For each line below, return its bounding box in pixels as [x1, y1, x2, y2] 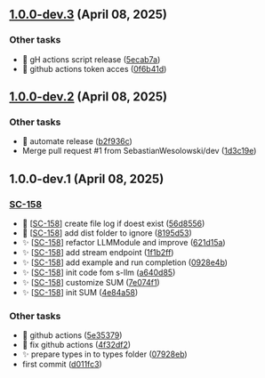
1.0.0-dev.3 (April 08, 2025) [9, 7, 167, 22]
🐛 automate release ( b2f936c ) [21, 136, 133, 147]
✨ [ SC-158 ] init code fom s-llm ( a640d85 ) [21, 267, 176, 278]
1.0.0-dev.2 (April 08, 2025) [9, 89, 167, 105]
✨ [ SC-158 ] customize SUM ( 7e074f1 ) [21, 277, 160, 288]
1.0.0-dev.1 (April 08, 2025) [9, 171, 165, 186]
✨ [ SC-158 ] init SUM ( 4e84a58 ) [21, 287, 139, 298]
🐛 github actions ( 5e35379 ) [21, 330, 123, 341]
